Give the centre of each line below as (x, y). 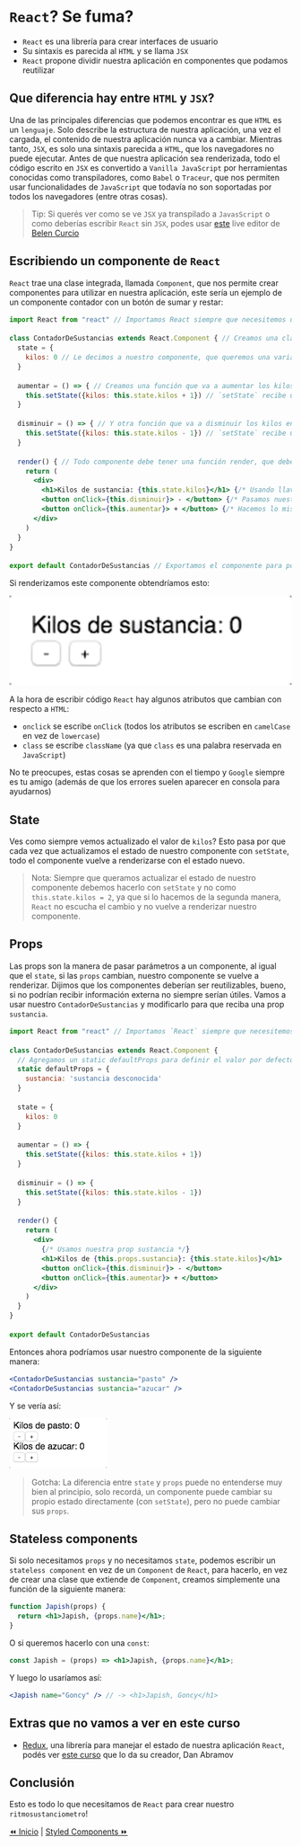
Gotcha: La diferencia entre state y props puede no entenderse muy (157, 1482)
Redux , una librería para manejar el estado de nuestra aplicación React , (153, 1744)
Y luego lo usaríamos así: (56, 1677)
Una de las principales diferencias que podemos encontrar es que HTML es (146, 120)
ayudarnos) (30, 792)
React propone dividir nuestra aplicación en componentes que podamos (155, 60)
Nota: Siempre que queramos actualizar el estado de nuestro (144, 878)
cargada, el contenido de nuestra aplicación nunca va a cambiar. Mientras (146, 139)
